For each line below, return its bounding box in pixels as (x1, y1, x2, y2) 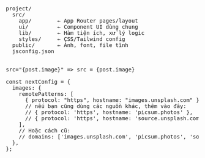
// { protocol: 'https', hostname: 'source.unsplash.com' (24, 115, 203, 121)
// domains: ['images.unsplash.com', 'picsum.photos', (18, 134, 187, 140)
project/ (6, 5, 32, 12)
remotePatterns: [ (18, 91, 74, 97)
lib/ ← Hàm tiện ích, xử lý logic (18, 30, 145, 36)
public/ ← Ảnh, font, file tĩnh (12, 42, 129, 48)
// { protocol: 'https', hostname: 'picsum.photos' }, (24, 109, 193, 115)
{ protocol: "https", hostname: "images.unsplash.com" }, (24, 97, 203, 103)
